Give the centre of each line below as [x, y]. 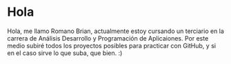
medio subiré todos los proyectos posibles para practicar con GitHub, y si [111, 45]
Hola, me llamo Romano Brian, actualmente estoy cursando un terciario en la [115, 31]
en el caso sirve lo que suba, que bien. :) [65, 53]
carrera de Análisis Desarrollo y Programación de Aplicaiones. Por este [108, 38]
